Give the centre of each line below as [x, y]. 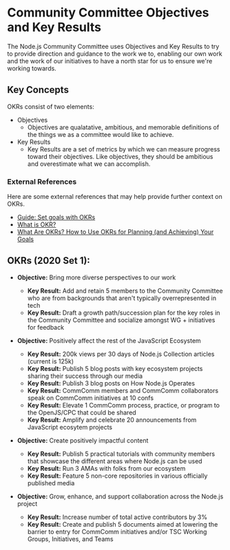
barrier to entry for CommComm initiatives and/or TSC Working [117, 531]
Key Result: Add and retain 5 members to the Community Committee [125, 290]
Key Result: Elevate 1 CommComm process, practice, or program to [124, 405]
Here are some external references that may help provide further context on [115, 197]
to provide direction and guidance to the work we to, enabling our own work [115, 54]
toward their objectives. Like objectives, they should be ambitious [120, 156]
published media [51, 483]
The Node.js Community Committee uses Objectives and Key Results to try [113, 46]
